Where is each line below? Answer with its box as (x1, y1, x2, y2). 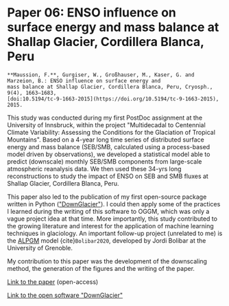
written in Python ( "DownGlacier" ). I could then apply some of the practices (7, 199, 221, 208)
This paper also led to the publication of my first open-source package (7, 193, 207, 201)
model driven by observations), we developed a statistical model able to (7, 150, 210, 158)
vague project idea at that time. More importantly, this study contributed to (7, 215, 218, 223)
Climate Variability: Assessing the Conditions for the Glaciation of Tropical (7, 128, 216, 136)
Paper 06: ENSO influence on (7, 5, 177, 21)
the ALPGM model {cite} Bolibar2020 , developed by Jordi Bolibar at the (7, 236, 206, 245)
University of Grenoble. (7, 243, 73, 252)
